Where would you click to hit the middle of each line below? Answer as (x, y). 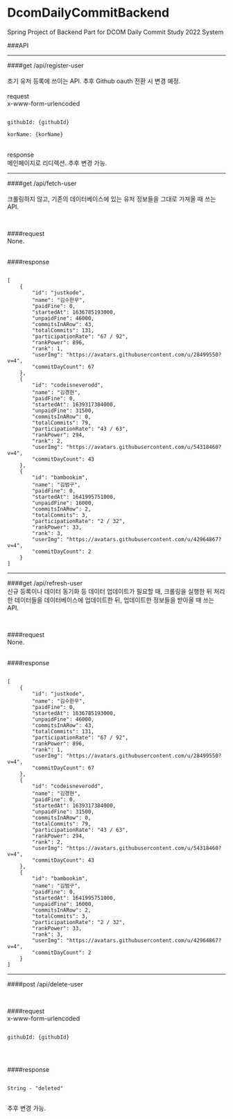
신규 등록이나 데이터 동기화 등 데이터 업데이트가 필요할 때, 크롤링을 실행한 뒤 (110, 591)
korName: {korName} (35, 134)
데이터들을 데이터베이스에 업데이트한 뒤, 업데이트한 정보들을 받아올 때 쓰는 (114, 600)
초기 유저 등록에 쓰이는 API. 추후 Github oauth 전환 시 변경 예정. (94, 80)
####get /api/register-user (46, 65)
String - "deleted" (35, 1088)
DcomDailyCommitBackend (88, 13)
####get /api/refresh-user (45, 583)
